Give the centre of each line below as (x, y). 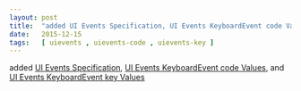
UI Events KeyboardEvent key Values (77, 78)
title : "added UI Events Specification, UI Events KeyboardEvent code (146, 26)
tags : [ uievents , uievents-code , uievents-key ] (112, 42)
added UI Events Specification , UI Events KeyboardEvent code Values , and (147, 68)
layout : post (34, 17)
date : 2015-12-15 (46, 34)
